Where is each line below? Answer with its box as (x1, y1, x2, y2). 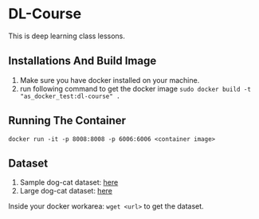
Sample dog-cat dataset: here (19, 178, 119, 187)
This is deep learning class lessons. (8, 31, 126, 41)
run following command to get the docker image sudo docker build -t (19, 84, 251, 93)
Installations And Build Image (8, 54, 157, 68)
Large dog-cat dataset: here (19, 186, 113, 196)
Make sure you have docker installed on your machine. (19, 75, 200, 84)
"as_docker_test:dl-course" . (19, 92, 121, 100)
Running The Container (8, 114, 126, 127)
